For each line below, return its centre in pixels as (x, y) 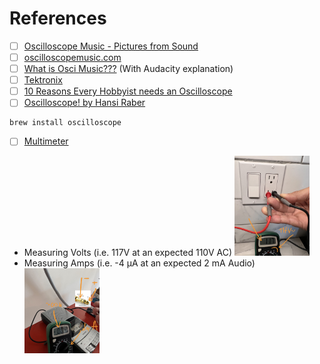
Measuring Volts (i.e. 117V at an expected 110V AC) (128, 253)
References (58, 18)
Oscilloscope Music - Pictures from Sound (111, 46)
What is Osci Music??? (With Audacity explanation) (128, 69)
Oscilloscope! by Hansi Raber (84, 103)
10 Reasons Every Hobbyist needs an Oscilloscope (128, 91)
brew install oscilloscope (65, 123)
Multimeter (46, 141)
